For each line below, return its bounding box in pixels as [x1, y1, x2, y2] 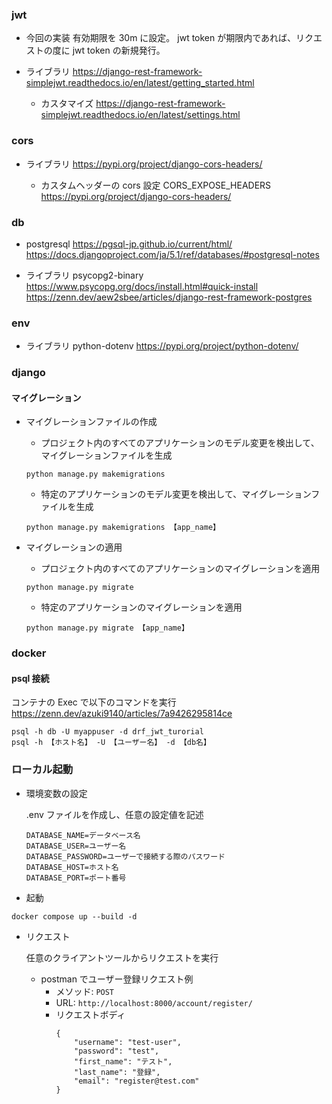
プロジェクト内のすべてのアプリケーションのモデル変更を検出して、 [40, 437, 320, 449]
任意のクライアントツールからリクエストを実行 [25, 951, 219, 963]
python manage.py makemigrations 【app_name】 [25, 523, 221, 533]
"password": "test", [74, 1046, 160, 1056]
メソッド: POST [55, 985, 115, 997]
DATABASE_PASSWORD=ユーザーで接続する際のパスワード [25, 851, 226, 862]
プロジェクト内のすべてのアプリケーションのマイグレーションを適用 [40, 563, 321, 575]
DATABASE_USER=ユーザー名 [25, 841, 127, 851]
